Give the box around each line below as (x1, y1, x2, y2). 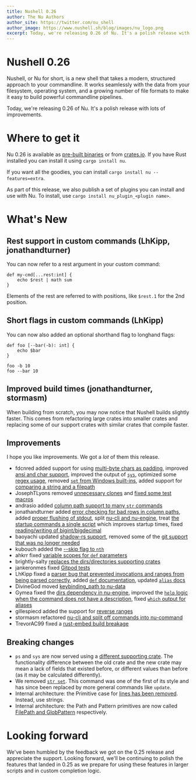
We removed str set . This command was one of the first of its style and (15, 678, 189, 685)
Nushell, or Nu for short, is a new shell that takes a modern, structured (6, 75, 176, 82)
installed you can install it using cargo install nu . (6, 157, 127, 164)
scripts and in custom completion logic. (6, 767, 101, 774)
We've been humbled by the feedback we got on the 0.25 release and (6, 748, 174, 755)
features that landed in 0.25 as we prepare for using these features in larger (6, 761, 189, 768)
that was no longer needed (15, 540, 80, 547)
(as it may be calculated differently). (15, 671, 102, 679)
